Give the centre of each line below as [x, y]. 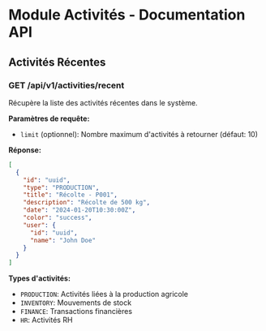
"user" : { [40, 225]
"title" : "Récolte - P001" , [70, 195]
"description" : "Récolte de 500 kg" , [87, 203]
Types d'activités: [40, 278]
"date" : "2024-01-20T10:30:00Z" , [79, 210]
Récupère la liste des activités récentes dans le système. [103, 102]
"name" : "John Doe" [62, 240]
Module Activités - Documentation [127, 15]
